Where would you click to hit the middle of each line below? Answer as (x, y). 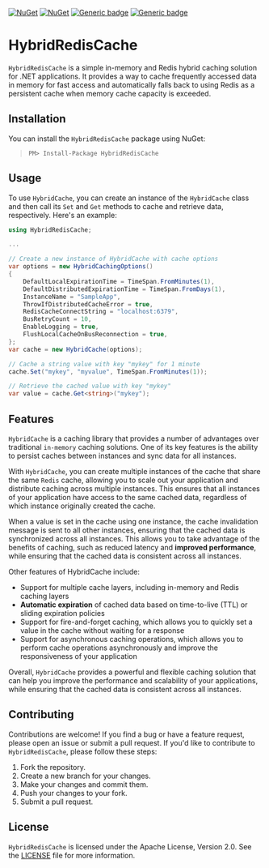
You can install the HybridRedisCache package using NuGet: (107, 139)
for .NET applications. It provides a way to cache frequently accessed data (132, 76)
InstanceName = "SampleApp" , (72, 297)
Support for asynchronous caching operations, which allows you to (132, 639)
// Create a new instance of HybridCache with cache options (113, 259)
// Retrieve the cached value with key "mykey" (90, 386)
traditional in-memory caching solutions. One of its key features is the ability (133, 447)
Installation (37, 119)
